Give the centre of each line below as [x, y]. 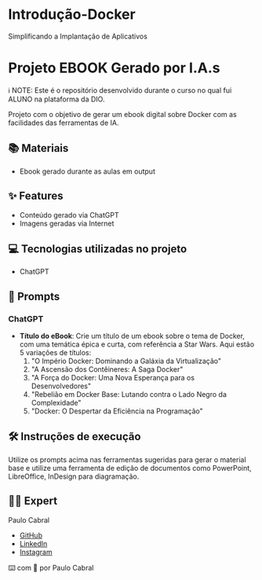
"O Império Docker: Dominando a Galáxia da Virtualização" [126, 361]
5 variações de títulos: [55, 352]
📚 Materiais [38, 148]
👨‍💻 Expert [33, 501]
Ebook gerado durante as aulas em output [87, 171]
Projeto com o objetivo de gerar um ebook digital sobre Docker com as [122, 114]
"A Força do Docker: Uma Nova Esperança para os [113, 378]
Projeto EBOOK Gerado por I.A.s [114, 68]
